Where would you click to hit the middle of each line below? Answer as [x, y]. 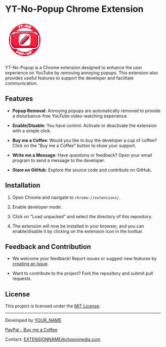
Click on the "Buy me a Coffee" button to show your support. [74, 145]
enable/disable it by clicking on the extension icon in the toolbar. [78, 231]
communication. [21, 83]
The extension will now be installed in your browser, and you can [78, 226]
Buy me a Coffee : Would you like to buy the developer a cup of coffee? [84, 140]
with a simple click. [32, 131]
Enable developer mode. [37, 207]
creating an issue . [30, 264]
